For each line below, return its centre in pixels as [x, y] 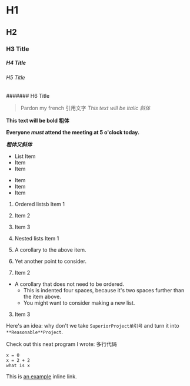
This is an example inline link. [42, 377]
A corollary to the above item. [50, 250]
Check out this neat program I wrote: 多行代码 [62, 344]
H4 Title [16, 63]
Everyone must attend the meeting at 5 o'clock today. [73, 133]
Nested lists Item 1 [37, 239]
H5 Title [16, 78]
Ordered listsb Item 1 [39, 204]
